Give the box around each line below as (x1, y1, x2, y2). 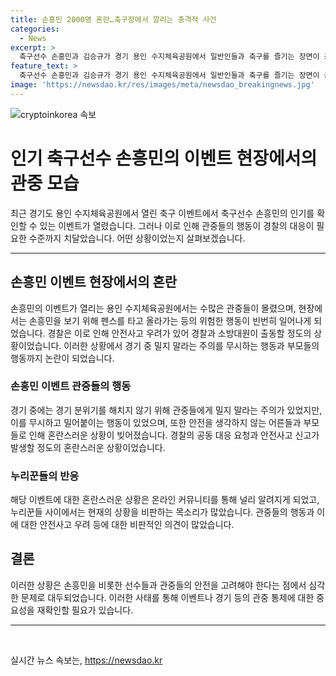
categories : (10, 24, 60, 34)
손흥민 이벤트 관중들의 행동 (10, 379, 132, 393)
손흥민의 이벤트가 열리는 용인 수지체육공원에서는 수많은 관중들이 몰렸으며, (10, 302, 297, 314)
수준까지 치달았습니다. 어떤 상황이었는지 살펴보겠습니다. (28, 232, 246, 244)
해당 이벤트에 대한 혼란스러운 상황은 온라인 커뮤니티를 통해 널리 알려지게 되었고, (10, 494, 320, 506)
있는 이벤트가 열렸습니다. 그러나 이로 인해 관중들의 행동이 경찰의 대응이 (39, 219, 315, 231)
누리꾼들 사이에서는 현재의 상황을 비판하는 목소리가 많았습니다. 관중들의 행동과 (10, 506, 315, 518)
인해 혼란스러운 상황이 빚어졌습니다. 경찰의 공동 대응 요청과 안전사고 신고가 (28, 429, 320, 441)
